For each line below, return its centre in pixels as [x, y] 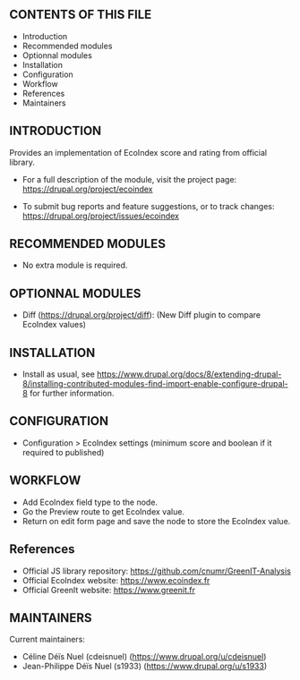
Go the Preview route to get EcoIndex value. [103, 511]
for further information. [72, 394]
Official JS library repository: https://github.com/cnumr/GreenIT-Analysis [156, 571]
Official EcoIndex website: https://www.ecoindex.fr [116, 580]
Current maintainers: [47, 640]
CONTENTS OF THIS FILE [81, 15]
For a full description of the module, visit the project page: [129, 179]
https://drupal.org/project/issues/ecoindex [101, 216]
